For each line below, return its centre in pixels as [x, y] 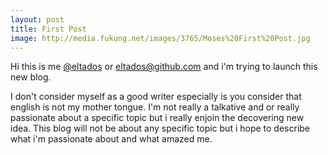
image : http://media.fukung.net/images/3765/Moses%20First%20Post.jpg [160, 38]
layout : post [37, 19]
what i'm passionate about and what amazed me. [111, 139]
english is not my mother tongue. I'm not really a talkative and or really [155, 107]
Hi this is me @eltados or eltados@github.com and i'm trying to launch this [164, 67]
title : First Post [48, 29]
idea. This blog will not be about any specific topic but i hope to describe [160, 128]
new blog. [31, 77]
